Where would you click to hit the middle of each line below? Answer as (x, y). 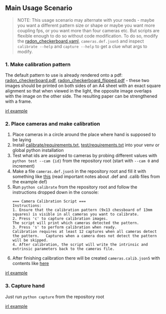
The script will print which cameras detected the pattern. (76, 223)
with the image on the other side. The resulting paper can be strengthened (81, 96)
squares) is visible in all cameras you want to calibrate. (76, 215)
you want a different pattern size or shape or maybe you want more (86, 25)
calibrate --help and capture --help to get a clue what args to (82, 46)
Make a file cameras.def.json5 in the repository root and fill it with (79, 171)
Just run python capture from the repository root (55, 297)
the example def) (30, 182)
